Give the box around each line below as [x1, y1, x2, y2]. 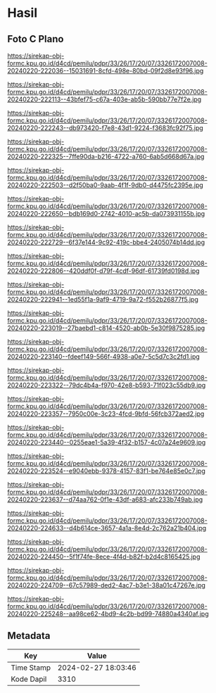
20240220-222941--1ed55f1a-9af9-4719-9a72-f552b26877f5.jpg [7, 295, 198, 303]
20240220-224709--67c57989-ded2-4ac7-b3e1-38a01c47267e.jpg [7, 581, 206, 589]
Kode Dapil [11, 674, 47, 684]
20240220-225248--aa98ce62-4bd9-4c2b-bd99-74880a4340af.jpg [7, 610, 209, 618]
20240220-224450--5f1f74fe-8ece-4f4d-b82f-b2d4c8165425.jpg [7, 552, 201, 561]
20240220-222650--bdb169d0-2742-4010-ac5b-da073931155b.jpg [7, 210, 205, 217]
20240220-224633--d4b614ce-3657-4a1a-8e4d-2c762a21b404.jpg [7, 524, 207, 532]
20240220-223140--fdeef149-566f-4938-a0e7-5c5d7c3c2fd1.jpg [7, 352, 201, 360]
